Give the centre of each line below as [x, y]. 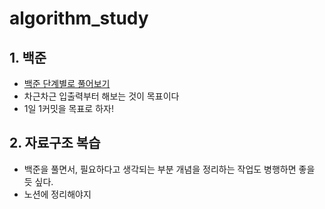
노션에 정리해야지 [57, 194]
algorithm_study [79, 18]
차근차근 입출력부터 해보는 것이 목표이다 [101, 96]
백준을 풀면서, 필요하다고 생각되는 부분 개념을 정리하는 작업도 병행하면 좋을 [169, 169]
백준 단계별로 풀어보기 [67, 83]
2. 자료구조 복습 [55, 143]
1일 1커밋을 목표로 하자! [68, 108]
